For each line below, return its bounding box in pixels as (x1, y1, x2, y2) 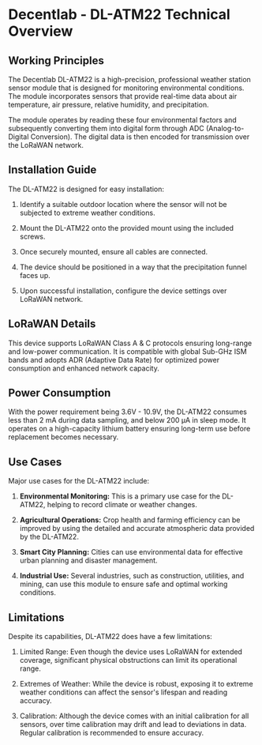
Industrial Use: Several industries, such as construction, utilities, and (19, 571, 245, 581)
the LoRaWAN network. (8, 141, 84, 149)
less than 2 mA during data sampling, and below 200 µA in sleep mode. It (8, 416, 246, 425)
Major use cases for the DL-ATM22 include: (8, 476, 150, 486)
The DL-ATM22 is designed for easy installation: (8, 184, 164, 194)
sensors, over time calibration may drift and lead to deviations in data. (19, 720, 247, 729)
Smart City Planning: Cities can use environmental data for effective (19, 547, 243, 557)
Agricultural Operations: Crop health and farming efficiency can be (19, 515, 241, 525)
